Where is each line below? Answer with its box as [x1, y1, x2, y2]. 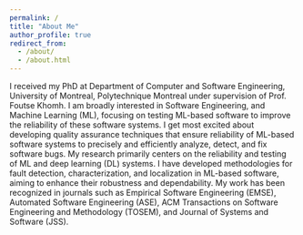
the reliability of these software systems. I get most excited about [9, 119, 255, 130]
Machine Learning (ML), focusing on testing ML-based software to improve [9, 110, 291, 120]
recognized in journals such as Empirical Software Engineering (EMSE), [9, 188, 277, 198]
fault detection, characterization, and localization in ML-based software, [9, 168, 279, 179]
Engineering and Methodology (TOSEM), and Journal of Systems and [9, 207, 269, 217]
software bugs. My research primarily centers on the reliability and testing [9, 148, 287, 159]
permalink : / [9, 13, 59, 23]
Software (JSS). [9, 216, 69, 227]
